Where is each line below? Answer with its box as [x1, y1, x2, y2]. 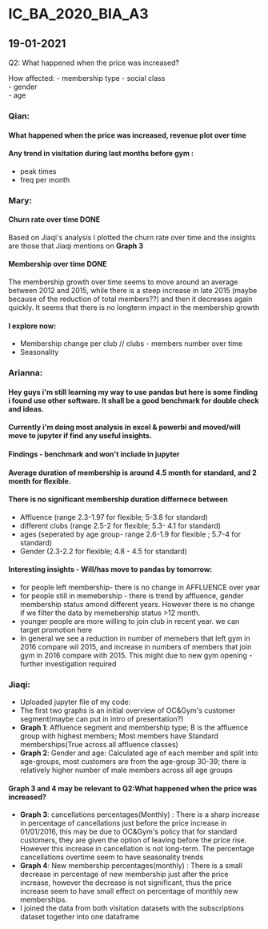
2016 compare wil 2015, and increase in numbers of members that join [19, 641, 252, 651]
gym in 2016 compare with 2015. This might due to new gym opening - [19, 650, 253, 660]
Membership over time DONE [8, 259, 107, 269]
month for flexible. [8, 476, 72, 485]
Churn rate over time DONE [8, 215, 101, 224]
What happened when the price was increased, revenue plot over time [8, 130, 246, 140]
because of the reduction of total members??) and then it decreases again [8, 294, 253, 304]
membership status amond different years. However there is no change [19, 599, 255, 609]
